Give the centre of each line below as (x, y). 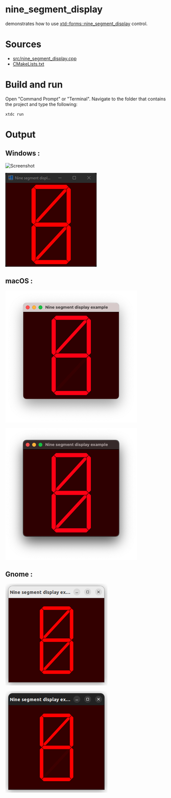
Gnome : (19, 574)
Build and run (34, 85)
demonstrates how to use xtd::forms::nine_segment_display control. (77, 24)
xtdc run (15, 114)
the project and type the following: (41, 104)
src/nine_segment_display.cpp (44, 58)
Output (20, 135)
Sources (23, 44)
